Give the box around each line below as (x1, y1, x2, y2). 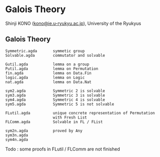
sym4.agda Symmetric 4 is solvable (5, 97, 105, 102)
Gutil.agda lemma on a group (5, 62, 90, 67)
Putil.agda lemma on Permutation (5, 66, 99, 71)
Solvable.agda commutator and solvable (5, 53, 105, 58)
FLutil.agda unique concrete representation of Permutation (5, 110, 155, 115)
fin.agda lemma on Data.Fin (5, 70, 92, 75)
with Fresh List (53, 115, 87, 120)
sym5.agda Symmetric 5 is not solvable (5, 101, 114, 107)
